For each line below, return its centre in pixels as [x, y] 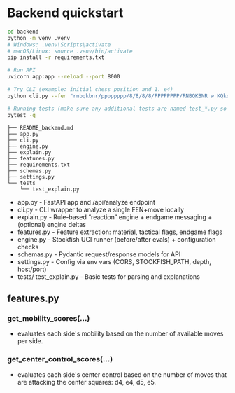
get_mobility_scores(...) [49, 318]
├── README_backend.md [40, 127]
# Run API [22, 70]
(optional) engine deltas [51, 224]
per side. [30, 341]
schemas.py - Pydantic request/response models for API [99, 254]
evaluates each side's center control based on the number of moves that [122, 374]
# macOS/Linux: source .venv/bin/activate [70, 51]
